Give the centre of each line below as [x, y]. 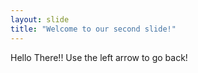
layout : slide [40, 19]
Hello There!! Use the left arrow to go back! [99, 57]
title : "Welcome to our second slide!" [93, 29]
